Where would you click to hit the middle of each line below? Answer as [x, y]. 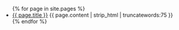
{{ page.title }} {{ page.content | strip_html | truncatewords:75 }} [93, 15]
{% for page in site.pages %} [48, 9]
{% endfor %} [30, 21]
